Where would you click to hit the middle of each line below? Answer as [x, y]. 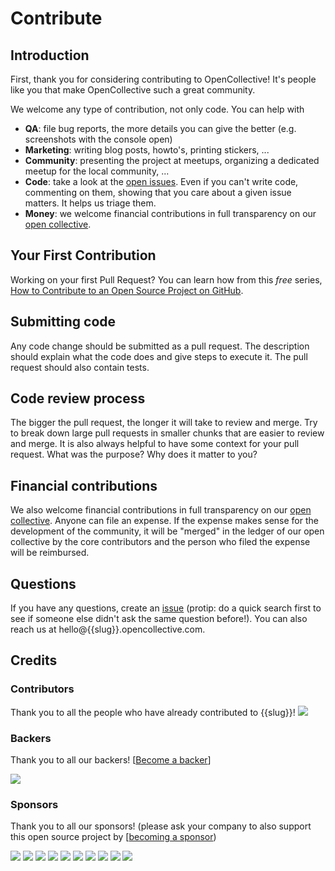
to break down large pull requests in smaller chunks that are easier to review [167, 433]
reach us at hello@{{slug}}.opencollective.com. [108, 629]
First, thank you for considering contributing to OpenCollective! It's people [163, 79]
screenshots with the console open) [98, 139]
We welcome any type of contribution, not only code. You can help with [157, 109]
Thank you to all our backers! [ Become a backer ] [111, 760]
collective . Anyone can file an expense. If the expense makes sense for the [164, 521]
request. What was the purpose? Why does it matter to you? [134, 454]
